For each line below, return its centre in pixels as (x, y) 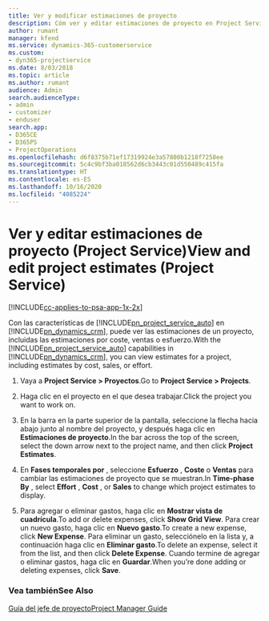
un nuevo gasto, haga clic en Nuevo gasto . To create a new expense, (133, 527)
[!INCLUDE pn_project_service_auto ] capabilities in (91, 348)
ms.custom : (26, 53)
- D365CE (23, 134)
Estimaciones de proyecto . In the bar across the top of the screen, (129, 437)
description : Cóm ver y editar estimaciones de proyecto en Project (125, 23)
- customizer (30, 113)
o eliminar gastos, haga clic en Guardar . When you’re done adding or (133, 562)
